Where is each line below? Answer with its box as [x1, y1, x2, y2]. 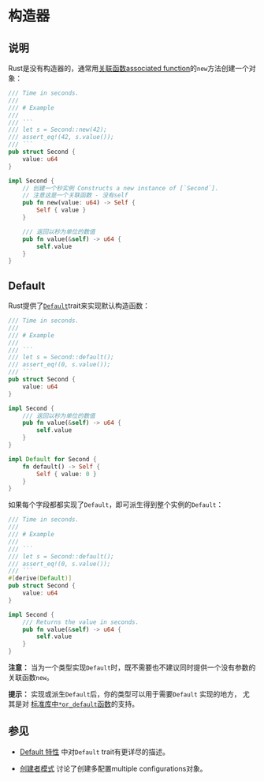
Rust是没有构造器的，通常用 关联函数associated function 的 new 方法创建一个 [8, 64, 250, 73]
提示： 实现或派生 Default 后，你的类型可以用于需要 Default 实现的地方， [8, 689, 242, 699]
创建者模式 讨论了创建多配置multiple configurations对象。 [19, 764, 207, 773]
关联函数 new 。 [8, 673, 54, 682]
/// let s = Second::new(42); [8, 126, 108, 134]
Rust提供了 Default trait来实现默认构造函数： [8, 301, 151, 310]
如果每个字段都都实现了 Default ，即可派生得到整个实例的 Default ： [8, 500, 224, 509]
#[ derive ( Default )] [8, 574, 73, 583]
